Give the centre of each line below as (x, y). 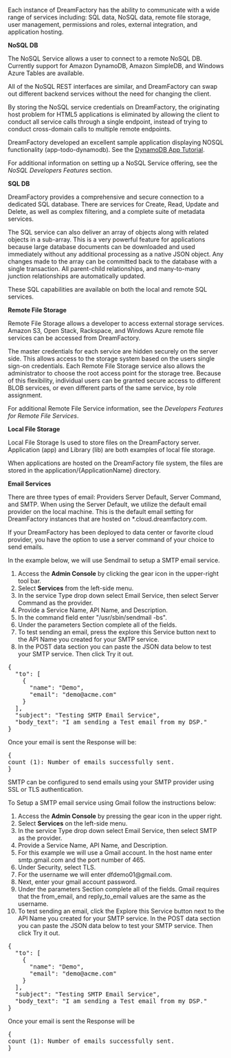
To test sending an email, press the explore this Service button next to (117, 632)
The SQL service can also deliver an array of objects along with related (108, 232)
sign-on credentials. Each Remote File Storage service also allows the (107, 366)
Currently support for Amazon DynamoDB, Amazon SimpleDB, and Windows (116, 66)
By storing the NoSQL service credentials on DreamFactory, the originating (113, 107)
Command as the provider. (55, 603)
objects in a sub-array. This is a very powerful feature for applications (107, 239)
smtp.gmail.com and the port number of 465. (81, 860)
